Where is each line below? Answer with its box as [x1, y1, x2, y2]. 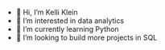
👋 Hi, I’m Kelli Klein [15, 8, 78, 17]
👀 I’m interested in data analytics [15, 16, 125, 25]
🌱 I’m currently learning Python [15, 25, 119, 33]
